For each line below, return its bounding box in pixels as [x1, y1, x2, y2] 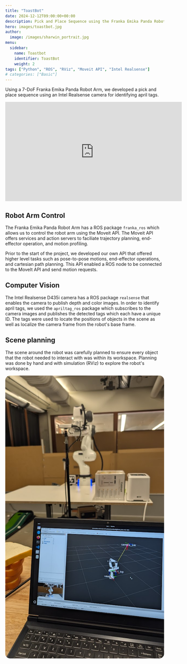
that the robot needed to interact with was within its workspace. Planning [5, 355, 157, 361]
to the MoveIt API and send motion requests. [5, 266, 98, 272]
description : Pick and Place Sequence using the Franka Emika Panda [5, 19, 152, 24]
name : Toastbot [14, 50, 46, 56]
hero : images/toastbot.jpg [5, 24, 62, 29]
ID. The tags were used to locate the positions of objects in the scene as [5, 316, 155, 322]
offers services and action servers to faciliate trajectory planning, [5, 235, 141, 241]
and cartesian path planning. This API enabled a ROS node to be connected [5, 261, 162, 267]
